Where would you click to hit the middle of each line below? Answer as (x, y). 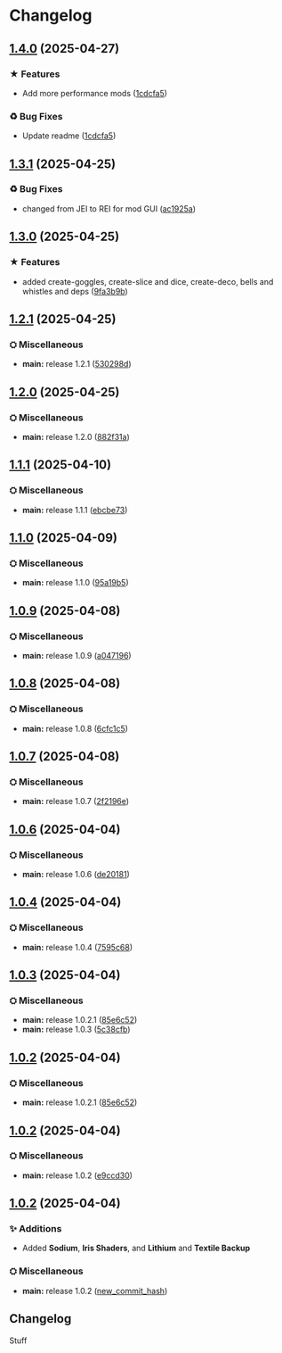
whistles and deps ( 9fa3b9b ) (75, 291)
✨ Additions (36, 1229)
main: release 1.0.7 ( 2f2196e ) (76, 801)
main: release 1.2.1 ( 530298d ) (77, 364)
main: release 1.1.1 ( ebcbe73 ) (75, 510)
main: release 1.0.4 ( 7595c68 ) (77, 947)
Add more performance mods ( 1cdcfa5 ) (94, 93)
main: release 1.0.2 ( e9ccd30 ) (77, 1175)
